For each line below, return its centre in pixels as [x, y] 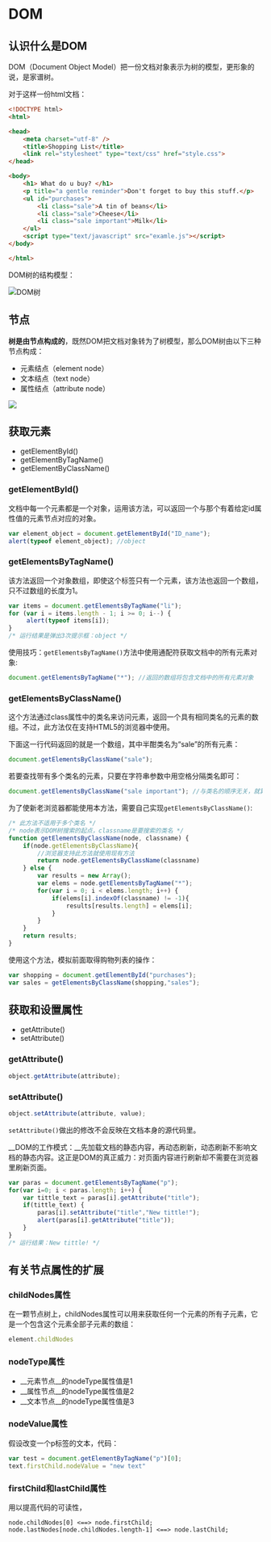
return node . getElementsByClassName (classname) [119, 861]
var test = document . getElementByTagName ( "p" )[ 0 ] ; [95, 1458]
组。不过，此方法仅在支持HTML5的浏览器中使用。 [92, 727]
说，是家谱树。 [33, 77]
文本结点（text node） [57, 378]
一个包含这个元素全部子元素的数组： [75, 1324]
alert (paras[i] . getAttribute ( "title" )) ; [106, 1220]
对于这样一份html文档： [48, 94]
